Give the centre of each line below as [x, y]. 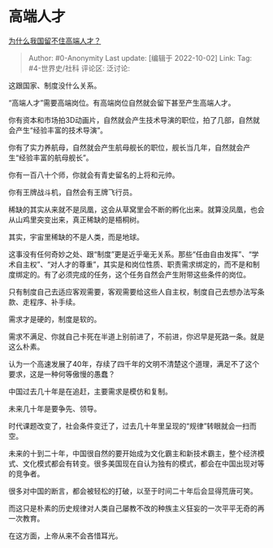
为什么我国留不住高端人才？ [55, 41]
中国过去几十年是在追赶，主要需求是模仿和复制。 [90, 391]
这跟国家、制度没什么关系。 [55, 85]
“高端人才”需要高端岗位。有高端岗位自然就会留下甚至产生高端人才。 [122, 102]
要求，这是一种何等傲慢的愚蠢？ [62, 374]
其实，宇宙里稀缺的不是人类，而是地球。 [76, 237]
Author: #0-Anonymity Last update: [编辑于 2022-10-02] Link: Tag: [140, 58]
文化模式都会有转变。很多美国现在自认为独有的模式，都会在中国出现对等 [143, 463]
